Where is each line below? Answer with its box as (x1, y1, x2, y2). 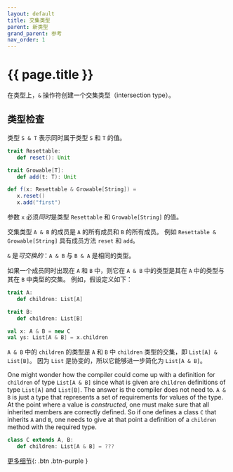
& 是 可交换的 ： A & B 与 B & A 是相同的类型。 (7, 251, 135, 260)
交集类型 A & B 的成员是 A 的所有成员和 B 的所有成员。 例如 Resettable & (7, 228, 216, 236)
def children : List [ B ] (16, 314, 83, 322)
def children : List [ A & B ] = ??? (16, 443, 114, 450)
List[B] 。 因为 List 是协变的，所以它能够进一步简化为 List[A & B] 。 (7, 357, 207, 365)
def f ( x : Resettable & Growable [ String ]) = (7, 186, 137, 193)
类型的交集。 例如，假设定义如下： (32, 275, 133, 283)
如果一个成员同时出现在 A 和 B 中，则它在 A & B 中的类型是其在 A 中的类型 (7, 267, 219, 274)
